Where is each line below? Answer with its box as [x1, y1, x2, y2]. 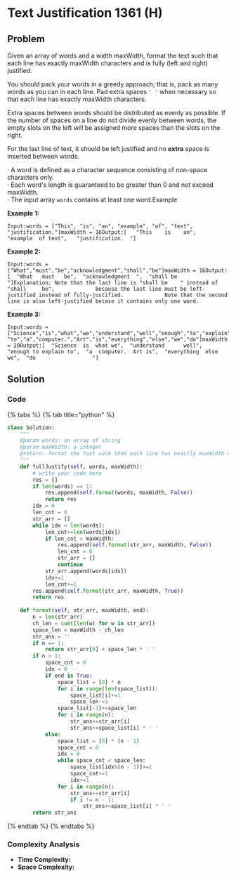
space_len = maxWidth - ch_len [32, 627, 124, 634]
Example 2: [7, 247, 41, 256]
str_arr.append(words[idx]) [44, 568, 128, 575]
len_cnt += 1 [44, 581, 77, 588]
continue [57, 561, 83, 568]
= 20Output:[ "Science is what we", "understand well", [7, 342, 202, 349]
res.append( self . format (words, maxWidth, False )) [44, 490, 193, 497]
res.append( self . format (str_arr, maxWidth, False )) [57, 542, 212, 549]
